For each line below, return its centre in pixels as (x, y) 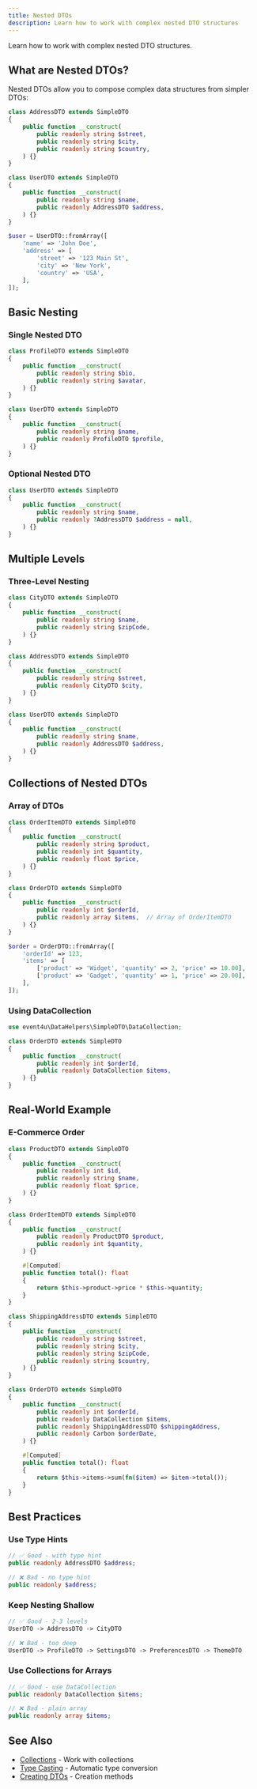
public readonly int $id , (79, 1171)
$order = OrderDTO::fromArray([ (61, 946)
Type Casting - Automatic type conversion (89, 1768)
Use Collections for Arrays (60, 1670)
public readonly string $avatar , (92, 380)
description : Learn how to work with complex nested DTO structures (123, 23)
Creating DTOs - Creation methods (76, 1776)
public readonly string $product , (93, 844)
